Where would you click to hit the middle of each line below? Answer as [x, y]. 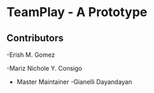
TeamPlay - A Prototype [77, 12]
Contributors [35, 38]
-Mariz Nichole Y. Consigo [45, 68]
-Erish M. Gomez [31, 55]
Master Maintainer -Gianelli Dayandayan [74, 82]
